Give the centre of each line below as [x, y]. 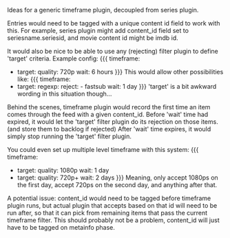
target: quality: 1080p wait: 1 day [63, 170]
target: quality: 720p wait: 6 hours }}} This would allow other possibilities [120, 72]
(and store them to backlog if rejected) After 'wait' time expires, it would [109, 129]
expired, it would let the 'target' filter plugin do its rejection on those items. [113, 122]
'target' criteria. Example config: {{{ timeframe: [74, 58]
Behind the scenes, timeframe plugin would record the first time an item [109, 107]
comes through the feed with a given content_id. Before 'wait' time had [108, 114]
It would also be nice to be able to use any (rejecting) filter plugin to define [113, 51]
